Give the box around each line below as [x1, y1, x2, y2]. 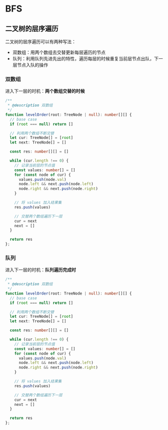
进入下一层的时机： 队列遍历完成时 [5, 267, 76, 273]
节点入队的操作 [17, 62, 48, 68]
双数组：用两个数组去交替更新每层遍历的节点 [12, 49, 106, 55]
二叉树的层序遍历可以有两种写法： [5, 39, 76, 44]
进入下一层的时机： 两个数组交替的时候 [5, 88, 85, 94]
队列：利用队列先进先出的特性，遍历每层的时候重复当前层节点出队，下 [12, 56, 159, 61]
